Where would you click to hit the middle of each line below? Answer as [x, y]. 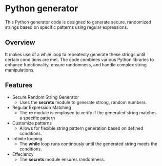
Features [19, 85]
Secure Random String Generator [46, 97]
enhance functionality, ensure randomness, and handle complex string [76, 64]
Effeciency [23, 154]
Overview [20, 43]
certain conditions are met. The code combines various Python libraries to [80, 60]
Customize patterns [32, 123]
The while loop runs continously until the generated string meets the [88, 144]
